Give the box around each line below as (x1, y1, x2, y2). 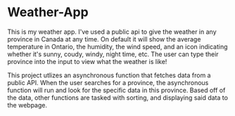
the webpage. (7, 101, 48, 109)
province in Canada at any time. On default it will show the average (7, 34, 201, 43)
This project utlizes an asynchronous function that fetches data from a (7, 71, 211, 79)
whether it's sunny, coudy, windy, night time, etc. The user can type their (7, 50, 220, 58)
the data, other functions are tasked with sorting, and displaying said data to (7, 93, 229, 102)
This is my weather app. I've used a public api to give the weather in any (7, 27, 217, 36)
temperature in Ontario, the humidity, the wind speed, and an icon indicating (7, 42, 228, 51)
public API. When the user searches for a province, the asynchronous (7, 78, 209, 86)
